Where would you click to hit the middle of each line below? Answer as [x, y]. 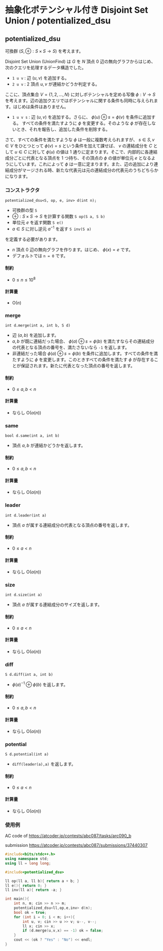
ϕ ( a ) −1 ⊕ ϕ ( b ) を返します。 [40, 684]
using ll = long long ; [28, 863]
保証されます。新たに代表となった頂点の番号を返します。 [78, 366]
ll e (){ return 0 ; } [26, 886]
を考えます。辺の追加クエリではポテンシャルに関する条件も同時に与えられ [80, 100]
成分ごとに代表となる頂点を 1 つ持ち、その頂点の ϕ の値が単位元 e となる [78, 158]
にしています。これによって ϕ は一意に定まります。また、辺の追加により [81, 164]
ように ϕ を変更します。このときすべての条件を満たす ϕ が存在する [87, 360]
